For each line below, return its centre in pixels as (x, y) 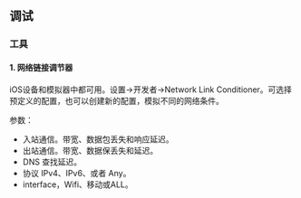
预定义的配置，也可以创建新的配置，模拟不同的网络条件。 (117, 100)
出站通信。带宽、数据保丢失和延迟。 (90, 150)
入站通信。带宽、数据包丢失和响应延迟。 (98, 139)
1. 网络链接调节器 (41, 67)
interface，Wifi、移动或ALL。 (78, 184)
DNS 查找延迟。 (52, 162)
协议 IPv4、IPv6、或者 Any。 (77, 173)
